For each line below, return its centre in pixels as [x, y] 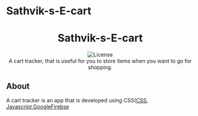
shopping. [100, 67]
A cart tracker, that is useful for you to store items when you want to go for [100, 61]
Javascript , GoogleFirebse [38, 106]
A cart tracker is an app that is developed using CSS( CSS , [77, 100]
